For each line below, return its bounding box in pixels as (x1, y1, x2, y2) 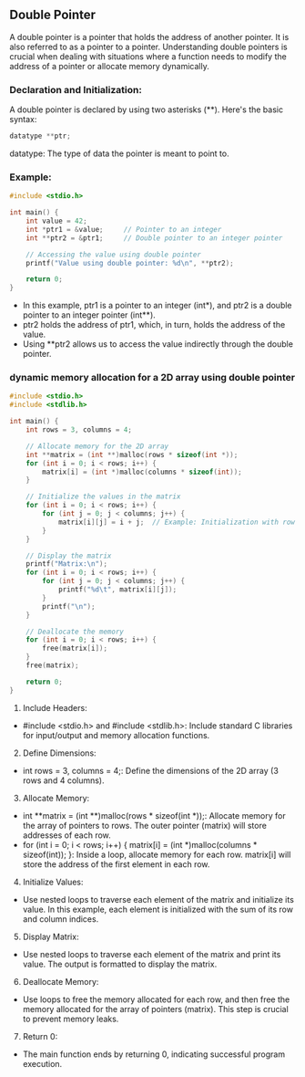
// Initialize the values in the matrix (25, 492, 181, 501)
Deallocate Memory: (22, 976, 99, 987)
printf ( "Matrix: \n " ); (25, 559, 107, 569)
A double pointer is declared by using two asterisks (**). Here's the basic (9, 104, 284, 115)
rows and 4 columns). (22, 775, 105, 786)
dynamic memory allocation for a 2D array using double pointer (9, 371, 296, 384)
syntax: (9, 114, 37, 125)
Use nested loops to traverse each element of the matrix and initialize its (22, 894, 294, 904)
